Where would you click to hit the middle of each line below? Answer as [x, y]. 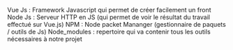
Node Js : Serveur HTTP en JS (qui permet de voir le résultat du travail [109, 17]
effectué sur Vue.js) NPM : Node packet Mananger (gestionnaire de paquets [117, 24]
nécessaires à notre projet [45, 39]
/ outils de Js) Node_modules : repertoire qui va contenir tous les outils [109, 32]
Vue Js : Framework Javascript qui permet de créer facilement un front [109, 10]
